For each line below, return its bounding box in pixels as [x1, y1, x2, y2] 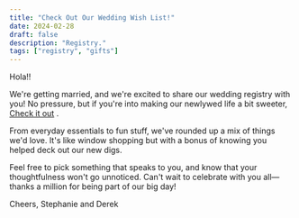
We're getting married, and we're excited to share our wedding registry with [9, 89, 291, 100]
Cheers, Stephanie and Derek [9, 199, 119, 210]
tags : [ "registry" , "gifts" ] [9, 47, 119, 56]
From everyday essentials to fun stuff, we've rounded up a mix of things [9, 125, 276, 136]
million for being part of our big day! [42, 181, 177, 192]
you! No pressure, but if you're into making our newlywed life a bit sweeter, [9, 98, 288, 109]
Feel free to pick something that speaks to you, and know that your [9, 162, 258, 173]
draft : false [9, 30, 59, 39]
